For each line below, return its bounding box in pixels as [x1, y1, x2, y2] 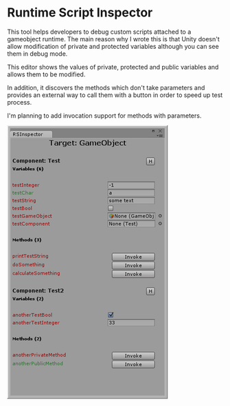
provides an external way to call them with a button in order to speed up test [7, 91, 223, 99]
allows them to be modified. [7, 70, 86, 78]
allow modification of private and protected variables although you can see [7, 42, 220, 50]
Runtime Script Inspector [7, 5, 153, 21]
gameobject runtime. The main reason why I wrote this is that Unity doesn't [7, 34, 220, 43]
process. [7, 98, 32, 106]
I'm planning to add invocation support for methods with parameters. [7, 111, 202, 120]
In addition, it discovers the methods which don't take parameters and [7, 83, 205, 92]
